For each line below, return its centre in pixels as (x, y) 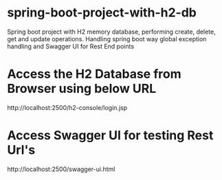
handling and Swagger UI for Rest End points (71, 46)
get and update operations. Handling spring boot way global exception (107, 38)
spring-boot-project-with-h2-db (102, 13)
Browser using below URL (82, 89)
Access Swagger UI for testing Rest (110, 136)
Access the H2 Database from (95, 74)
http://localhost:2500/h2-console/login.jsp (67, 107)
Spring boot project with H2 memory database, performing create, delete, (112, 32)
